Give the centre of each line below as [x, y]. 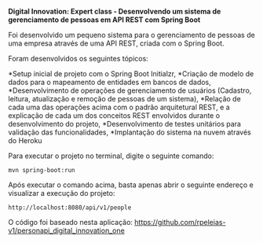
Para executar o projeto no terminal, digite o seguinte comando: [111, 156]
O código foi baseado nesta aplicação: [71, 222]
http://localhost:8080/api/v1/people [70, 208]
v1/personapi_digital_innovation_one [67, 230]
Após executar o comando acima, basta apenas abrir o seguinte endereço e [131, 185]
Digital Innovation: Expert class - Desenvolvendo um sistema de [115, 11]
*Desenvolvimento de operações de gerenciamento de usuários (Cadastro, [130, 90]
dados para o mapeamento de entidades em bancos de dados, [110, 82]
